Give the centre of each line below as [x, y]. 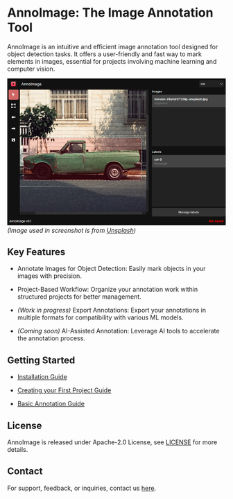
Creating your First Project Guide [64, 390]
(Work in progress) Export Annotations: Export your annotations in [112, 310]
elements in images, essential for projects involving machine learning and [112, 61]
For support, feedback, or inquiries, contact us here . [82, 488]
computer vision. [31, 69]
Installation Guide [42, 377]
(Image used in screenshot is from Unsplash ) [72, 230]
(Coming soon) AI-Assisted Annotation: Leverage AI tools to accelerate [118, 331]
